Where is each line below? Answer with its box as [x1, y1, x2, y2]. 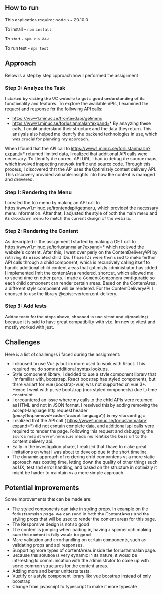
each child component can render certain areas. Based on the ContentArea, [5, 280, 157, 286]
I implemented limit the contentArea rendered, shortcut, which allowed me [5, 270, 154, 276]
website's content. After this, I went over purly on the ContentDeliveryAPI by [5, 249, 158, 255]
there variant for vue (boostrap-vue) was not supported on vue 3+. [12, 381, 146, 387]
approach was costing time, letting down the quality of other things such [12, 459, 158, 465]
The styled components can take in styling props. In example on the [12, 506, 148, 512]
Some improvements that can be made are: [5, 496, 91, 502]
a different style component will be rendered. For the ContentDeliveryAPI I [5, 285, 153, 291]
